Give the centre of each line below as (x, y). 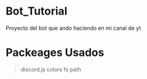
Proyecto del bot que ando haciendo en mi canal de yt (73, 28)
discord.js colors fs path (51, 69)
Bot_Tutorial (36, 11)
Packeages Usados (55, 53)
